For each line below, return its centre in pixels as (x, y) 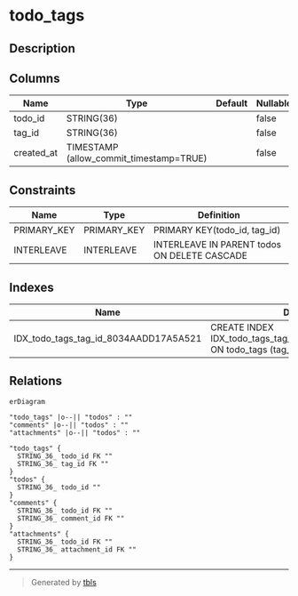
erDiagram (27, 401)
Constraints (43, 190)
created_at (36, 153)
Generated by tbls (64, 582)
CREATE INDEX (242, 327)
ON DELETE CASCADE (201, 256)
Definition (220, 215)
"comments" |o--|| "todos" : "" (69, 425)
